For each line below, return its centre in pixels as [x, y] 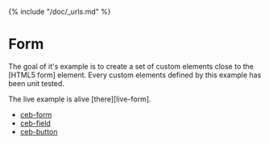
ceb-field [35, 123]
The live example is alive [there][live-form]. [80, 99]
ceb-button [39, 131]
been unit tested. [36, 83]
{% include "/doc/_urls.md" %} [60, 12]
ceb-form [36, 114]
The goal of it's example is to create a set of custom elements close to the [131, 66]
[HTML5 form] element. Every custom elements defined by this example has [135, 75]
